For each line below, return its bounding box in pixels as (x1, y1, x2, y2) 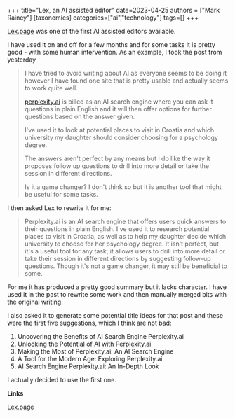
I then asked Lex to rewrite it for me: (7, 204, 112, 212)
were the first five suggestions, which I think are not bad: (7, 319, 172, 327)
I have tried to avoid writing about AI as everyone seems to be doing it (24, 69, 227, 77)
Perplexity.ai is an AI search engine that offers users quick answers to (24, 217, 227, 225)
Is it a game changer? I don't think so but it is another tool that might (24, 183, 222, 191)
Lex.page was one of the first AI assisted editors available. (7, 27, 176, 35)
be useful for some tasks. (24, 190, 98, 198)
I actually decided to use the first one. (7, 376, 117, 384)
